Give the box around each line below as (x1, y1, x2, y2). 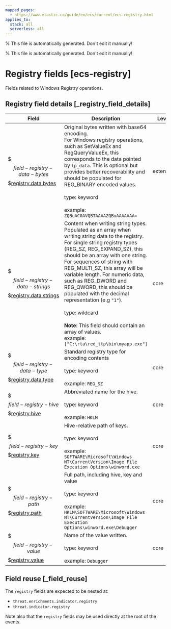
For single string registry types (64, 239, 137, 246)
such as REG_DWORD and (64, 277, 127, 284)
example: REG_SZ (64, 380, 103, 387)
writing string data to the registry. (64, 233, 144, 240)
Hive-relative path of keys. (64, 422, 128, 429)
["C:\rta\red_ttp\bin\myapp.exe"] (64, 341, 148, 347)
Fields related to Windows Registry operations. (5, 85, 103, 91)
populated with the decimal (64, 290, 129, 297)
